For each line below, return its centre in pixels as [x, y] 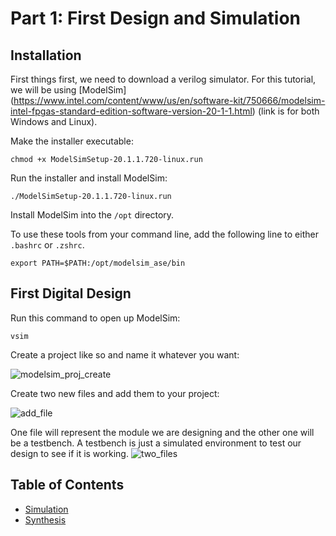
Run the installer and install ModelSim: [89, 178]
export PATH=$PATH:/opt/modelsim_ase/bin [98, 263]
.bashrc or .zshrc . [47, 245]
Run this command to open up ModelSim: [95, 318]
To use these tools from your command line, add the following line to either [164, 234]
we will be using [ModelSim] [68, 90]
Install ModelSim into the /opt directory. [92, 215]
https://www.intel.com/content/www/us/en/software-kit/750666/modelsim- [169, 100]
